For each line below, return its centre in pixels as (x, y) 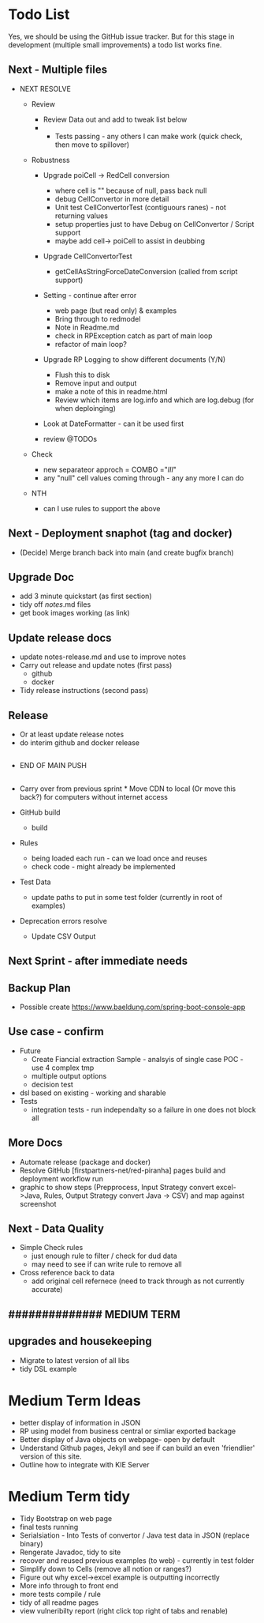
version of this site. (50, 1456)
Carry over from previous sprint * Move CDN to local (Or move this (128, 789)
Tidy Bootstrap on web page (66, 1518)
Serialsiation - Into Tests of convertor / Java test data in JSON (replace (134, 1535)
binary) (31, 1543)
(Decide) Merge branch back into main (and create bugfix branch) (126, 552)
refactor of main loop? (91, 344)
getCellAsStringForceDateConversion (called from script (146, 271)
